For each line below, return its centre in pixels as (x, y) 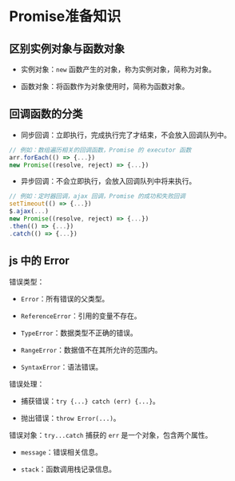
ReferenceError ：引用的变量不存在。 (81, 315)
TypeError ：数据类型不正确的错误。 (79, 333)
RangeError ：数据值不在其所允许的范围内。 (91, 350)
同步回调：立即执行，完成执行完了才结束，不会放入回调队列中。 (125, 135)
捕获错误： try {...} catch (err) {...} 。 (90, 401)
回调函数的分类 (46, 114)
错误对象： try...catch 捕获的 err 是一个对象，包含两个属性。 (111, 435)
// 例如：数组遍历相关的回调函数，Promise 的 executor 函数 (100, 150)
